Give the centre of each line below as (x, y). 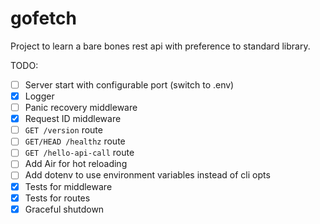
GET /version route (63, 130)
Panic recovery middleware (81, 108)
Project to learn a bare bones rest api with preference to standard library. (160, 46)
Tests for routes (57, 198)
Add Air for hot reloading (76, 164)
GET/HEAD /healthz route (75, 141)
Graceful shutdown (64, 209)
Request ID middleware (73, 119)
